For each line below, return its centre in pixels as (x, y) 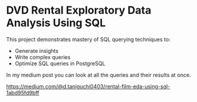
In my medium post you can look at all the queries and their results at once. (98, 75)
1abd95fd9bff (23, 93)
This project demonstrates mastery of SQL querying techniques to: (88, 39)
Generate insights (36, 50)
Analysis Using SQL (56, 23)
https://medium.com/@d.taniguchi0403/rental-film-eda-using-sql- (88, 86)
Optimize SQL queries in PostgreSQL (60, 63)
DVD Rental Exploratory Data (79, 10)
